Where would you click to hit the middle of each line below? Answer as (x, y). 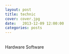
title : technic (20, 14)
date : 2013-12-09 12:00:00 (34, 23)
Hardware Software (25, 47)
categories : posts (24, 28)
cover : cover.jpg (23, 19)
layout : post (18, 10)
